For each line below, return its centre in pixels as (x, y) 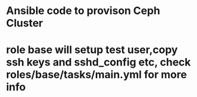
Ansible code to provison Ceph (83, 11)
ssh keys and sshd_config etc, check (98, 62)
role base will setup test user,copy (92, 50)
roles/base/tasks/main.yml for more (96, 75)
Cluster (24, 23)
